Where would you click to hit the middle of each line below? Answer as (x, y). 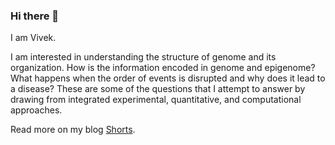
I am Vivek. (33, 38)
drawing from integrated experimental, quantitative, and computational (156, 100)
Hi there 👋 (35, 16)
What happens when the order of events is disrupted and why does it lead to (168, 78)
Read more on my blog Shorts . (73, 130)
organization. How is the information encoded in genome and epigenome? (163, 68)
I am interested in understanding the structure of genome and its (143, 57)
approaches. (36, 110)
